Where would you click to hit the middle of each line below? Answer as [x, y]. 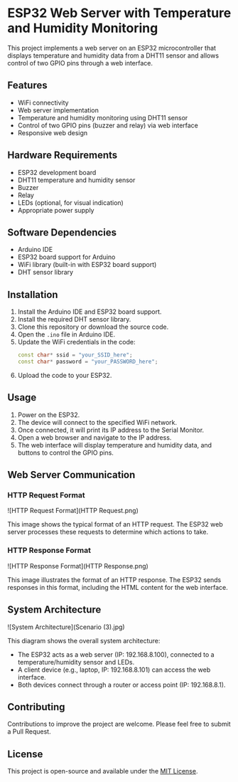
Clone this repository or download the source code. [93, 327]
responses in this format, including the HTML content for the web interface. [118, 587]
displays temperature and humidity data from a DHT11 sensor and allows [113, 56]
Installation [33, 294]
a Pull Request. [29, 731]
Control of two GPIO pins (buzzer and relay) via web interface [108, 125]
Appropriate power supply [56, 210]
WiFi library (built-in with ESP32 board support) [87, 265]
